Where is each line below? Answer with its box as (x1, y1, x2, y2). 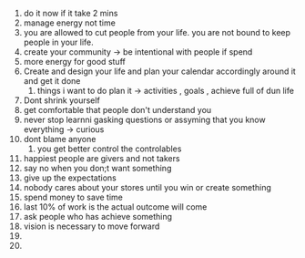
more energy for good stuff (23, 57, 126, 67)
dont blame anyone (23, 134, 97, 144)
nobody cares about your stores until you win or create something (23, 182, 272, 192)
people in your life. (23, 36, 94, 47)
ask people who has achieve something (23, 212, 172, 222)
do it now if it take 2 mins (23, 8, 118, 18)
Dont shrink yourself (23, 95, 101, 106)
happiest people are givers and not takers (23, 153, 180, 163)
